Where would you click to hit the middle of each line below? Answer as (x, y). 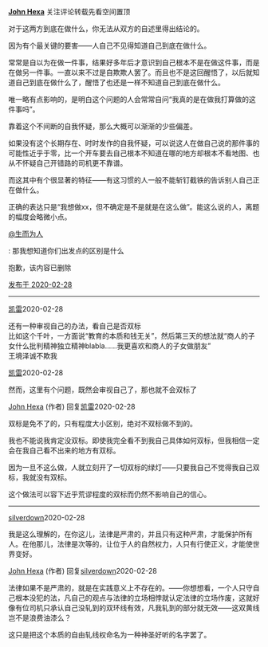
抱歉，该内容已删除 (40, 268)
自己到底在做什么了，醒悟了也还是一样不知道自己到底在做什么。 (120, 82)
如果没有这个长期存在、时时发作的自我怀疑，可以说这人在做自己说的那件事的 (134, 143)
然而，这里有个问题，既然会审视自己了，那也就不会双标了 (102, 390)
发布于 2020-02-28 (40, 284)
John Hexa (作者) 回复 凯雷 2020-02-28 (72, 406)
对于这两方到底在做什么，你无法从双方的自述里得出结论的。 (106, 29)
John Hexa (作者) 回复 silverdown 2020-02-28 (83, 571)
